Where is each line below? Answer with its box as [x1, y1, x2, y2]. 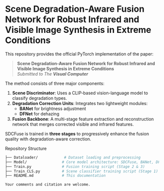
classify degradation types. [12, 95, 67, 101]
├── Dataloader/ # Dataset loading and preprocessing [5, 155, 141, 160]
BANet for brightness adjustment [19, 106, 86, 111]
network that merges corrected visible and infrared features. [12, 121, 134, 127]
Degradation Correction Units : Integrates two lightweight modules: [12, 100, 148, 106]
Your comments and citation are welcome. [5, 182, 91, 187]
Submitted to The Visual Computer [17, 71, 89, 77]
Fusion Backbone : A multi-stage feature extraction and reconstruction [12, 116, 154, 122]
